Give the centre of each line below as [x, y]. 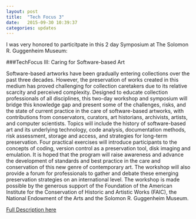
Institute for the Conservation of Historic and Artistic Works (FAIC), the [92, 192]
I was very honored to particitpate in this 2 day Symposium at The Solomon [97, 45]
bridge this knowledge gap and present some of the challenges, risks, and [96, 105]
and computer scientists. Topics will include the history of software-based [96, 123]
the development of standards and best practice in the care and [83, 161]
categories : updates [31, 28]
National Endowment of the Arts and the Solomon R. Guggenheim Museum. [97, 198]
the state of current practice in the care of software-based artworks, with [95, 111]
